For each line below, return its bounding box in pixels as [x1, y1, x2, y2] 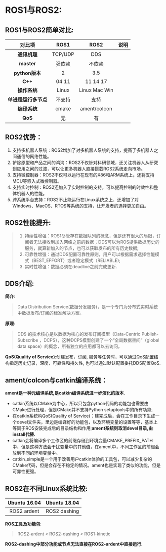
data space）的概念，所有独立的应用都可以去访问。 [17, 343, 123, 349]
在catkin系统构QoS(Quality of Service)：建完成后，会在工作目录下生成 [12, 413, 156, 419]
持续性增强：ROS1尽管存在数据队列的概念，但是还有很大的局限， [24, 233, 157, 239]
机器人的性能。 [16, 190, 47, 196]
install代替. [12, 431, 36, 437]
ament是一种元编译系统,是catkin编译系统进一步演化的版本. [5, 390, 125, 396]
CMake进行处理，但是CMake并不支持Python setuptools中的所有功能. [12, 407, 153, 413]
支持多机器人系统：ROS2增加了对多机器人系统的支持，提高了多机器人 [12, 147, 154, 153]
